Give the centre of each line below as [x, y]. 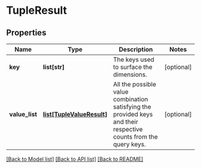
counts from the [135, 137]
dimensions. [130, 74]
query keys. [130, 144]
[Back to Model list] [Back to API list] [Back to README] [75, 159]
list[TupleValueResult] [75, 114]
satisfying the [132, 107]
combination [130, 99]
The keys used [133, 59]
